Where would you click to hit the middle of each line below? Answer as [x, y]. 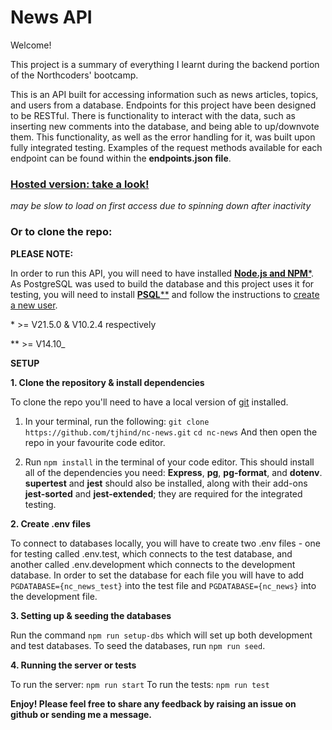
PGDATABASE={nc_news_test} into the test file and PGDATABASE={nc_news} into [163, 585]
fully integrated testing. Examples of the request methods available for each [166, 147]
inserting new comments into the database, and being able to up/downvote [165, 126]
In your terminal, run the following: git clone [117, 421]
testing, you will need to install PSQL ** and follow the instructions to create [165, 294]
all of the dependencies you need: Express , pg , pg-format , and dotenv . [173, 472]
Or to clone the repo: [61, 232]
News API [51, 17]
